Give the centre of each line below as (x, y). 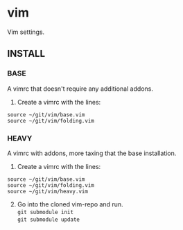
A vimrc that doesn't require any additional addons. (80, 89)
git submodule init (45, 212)
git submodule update (48, 220)
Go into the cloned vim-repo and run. (70, 204)
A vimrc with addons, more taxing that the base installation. (92, 153)
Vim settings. (26, 32)
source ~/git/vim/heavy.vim (48, 191)
